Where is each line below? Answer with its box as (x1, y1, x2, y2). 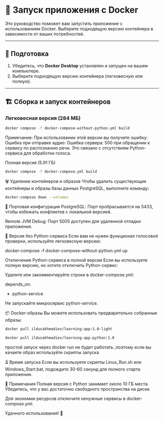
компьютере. (12, 68, 40, 74)
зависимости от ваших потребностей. (5, 31, 84, 37)
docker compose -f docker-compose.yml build (5, 169, 97, 174)
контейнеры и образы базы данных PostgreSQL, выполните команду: (5, 185, 149, 191)
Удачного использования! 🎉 (5, 410, 63, 416)
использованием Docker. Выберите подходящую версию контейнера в (5, 25, 154, 31)
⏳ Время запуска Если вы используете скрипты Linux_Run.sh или (5, 359, 142, 365)
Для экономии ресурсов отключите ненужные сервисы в (5, 396, 126, 401)
